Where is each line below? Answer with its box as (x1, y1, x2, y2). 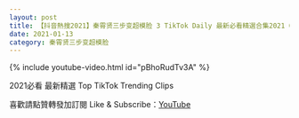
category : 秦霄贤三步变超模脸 (9, 37, 109, 47)
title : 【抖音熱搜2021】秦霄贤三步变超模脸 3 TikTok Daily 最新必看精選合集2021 (9, 21, 286, 30)
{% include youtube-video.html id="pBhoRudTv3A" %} (9, 62, 211, 73)
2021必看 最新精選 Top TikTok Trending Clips (9, 81, 174, 91)
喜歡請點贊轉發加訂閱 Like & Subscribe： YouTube (9, 99, 191, 110)
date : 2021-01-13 (9, 29, 74, 38)
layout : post (9, 12, 58, 22)
